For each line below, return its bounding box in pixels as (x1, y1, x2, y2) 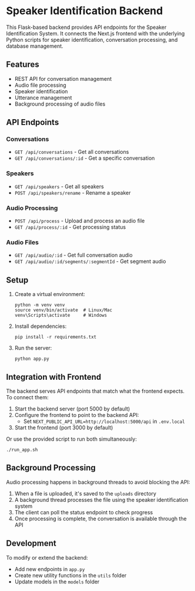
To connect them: (6, 393, 49, 400)
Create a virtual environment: (14, 291, 85, 298)
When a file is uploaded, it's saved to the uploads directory (14, 490, 157, 497)
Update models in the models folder (14, 578, 100, 585)
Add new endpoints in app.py (14, 565, 85, 573)
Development (6, 539, 57, 549)
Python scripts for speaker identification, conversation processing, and (6, 36, 178, 43)
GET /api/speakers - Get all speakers (14, 183, 104, 190)
